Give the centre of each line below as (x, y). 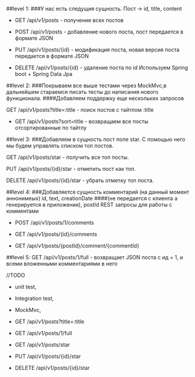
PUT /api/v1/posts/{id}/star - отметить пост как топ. (71, 169)
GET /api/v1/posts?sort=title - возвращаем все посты (81, 121)
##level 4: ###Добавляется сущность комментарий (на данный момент (98, 192)
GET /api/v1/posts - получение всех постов (69, 20)
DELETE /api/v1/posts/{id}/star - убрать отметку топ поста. (80, 180)
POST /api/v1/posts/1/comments (54, 223)
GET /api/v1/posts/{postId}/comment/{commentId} (77, 246)
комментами (23, 211)
